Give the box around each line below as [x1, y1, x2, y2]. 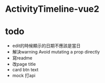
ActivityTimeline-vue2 [5, 3, 100, 15]
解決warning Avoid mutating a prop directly [12, 49, 100, 55]
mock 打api [12, 73, 35, 79]
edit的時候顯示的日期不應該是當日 [12, 43, 81, 49]
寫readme [12, 55, 33, 61]
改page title [12, 61, 36, 67]
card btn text [12, 67, 38, 73]
